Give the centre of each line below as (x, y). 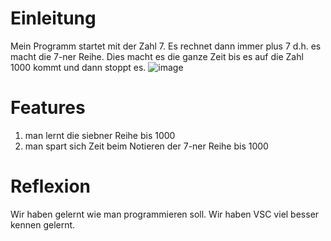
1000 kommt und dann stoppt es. (78, 67)
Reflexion (51, 186)
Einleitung (53, 18)
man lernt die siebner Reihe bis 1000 (100, 135)
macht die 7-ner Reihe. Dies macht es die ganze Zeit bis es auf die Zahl (157, 56)
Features (48, 108)
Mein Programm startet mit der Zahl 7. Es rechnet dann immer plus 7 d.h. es (166, 46)
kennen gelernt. (43, 224)
